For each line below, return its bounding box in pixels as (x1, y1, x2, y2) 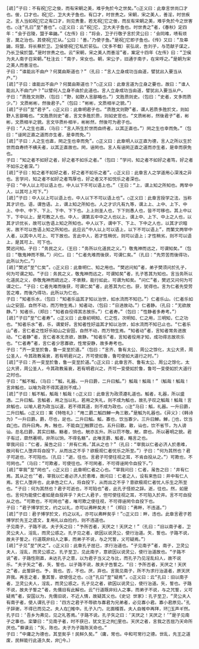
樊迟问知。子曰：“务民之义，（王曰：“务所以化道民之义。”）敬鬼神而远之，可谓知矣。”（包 (6, 246, 192, 252)
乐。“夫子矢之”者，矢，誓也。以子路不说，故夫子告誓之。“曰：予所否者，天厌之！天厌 (6, 562, 187, 568)
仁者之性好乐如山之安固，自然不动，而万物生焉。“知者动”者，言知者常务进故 (26, 328, 187, 334)
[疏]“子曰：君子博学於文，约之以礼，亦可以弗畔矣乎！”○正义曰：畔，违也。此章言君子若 (6, 511, 192, 517)
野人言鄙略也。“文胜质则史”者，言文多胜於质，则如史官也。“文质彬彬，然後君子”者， (6, 113, 185, 119)
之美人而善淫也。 (6, 62, 42, 68)
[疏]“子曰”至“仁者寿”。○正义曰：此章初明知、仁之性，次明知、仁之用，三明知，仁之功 (6, 315, 189, 321)
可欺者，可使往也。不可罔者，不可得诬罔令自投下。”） (44, 460, 156, 466)
